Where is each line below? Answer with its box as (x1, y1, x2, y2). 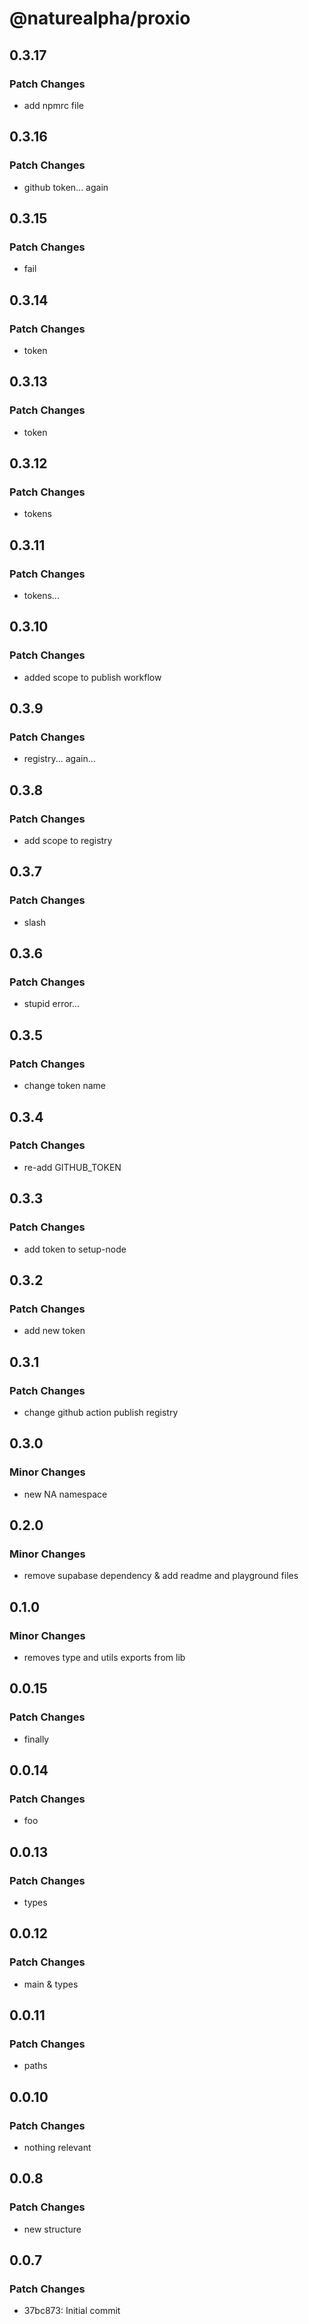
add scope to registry (23, 835, 113, 847)
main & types (23, 1978, 79, 1990)
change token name (23, 1080, 107, 1092)
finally (23, 1733, 50, 1745)
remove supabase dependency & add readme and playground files (23, 1570, 299, 1582)
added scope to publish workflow (23, 671, 162, 683)
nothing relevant (23, 2142, 92, 2154)
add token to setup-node (23, 1243, 127, 1255)
